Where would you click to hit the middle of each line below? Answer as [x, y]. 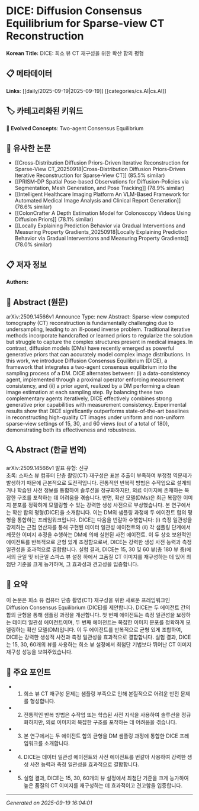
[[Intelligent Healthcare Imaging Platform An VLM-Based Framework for [102, 194]
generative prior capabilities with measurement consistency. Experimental [96, 405]
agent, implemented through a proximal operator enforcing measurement [95, 379]
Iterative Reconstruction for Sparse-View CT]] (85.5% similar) [90, 175]
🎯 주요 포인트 [29, 672]
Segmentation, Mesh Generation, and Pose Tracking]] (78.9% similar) [99, 188]
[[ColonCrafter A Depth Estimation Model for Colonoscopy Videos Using [103, 213]
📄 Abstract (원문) [37, 302]
